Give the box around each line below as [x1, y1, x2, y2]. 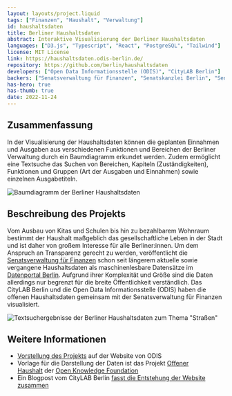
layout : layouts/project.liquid [7, 10, 100, 17]
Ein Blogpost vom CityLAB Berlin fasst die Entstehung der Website [17, 374, 206, 382]
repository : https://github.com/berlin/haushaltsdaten [7, 62, 168, 69]
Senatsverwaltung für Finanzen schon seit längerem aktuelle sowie [7, 255, 198, 264]
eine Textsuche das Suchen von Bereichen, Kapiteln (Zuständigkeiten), [7, 160, 209, 168]
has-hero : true [7, 81, 51, 88]
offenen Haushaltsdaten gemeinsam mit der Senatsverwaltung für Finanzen [7, 292, 222, 301]
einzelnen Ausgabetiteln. [7, 174, 78, 183]
